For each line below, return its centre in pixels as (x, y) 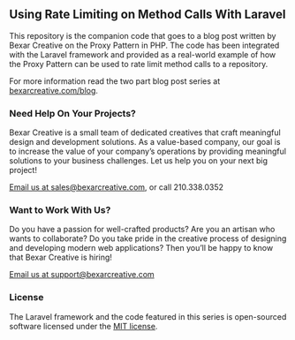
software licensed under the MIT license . (83, 326)
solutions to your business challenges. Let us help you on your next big (138, 161)
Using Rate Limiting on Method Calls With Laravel (147, 15)
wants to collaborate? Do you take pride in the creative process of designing (148, 238)
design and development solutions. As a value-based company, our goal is (145, 142)
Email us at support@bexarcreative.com (82, 275)
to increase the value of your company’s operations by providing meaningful (148, 151)
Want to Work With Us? (60, 210)
